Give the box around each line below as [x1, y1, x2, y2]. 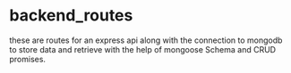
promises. [9, 53, 47, 64]
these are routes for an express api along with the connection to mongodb [9, 35, 283, 45]
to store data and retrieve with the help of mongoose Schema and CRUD [9, 44, 276, 54]
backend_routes [9, 5, 133, 26]
